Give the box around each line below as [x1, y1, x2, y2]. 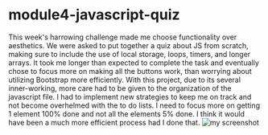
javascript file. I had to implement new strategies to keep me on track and [8, 92, 252, 101]
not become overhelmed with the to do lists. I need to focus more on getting [8, 100, 260, 110]
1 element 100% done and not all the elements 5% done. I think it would [8, 108, 245, 118]
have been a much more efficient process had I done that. [8, 117, 200, 127]
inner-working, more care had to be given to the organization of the [8, 83, 232, 93]
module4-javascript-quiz [8, 6, 180, 24]
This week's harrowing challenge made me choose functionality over [8, 32, 237, 42]
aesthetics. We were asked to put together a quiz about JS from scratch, [8, 40, 249, 50]
